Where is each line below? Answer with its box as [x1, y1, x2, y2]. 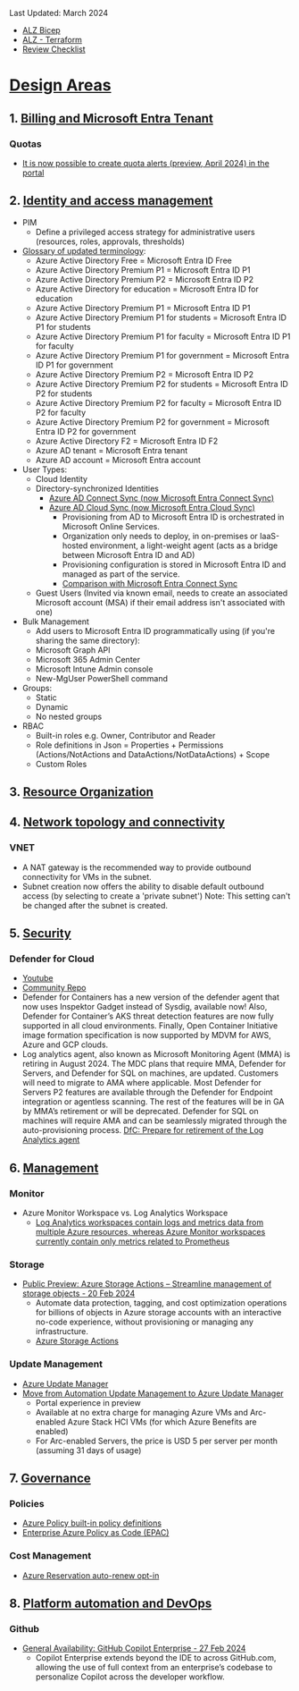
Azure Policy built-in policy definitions [21, 1518, 162, 1528]
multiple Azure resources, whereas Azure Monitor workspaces [35, 1227, 266, 1238]
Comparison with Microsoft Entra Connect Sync [62, 578, 238, 588]
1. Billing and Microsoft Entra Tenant [9, 111, 214, 126]
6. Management [9, 1160, 99, 1175]
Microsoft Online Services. [62, 520, 161, 531]
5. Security [9, 926, 71, 942]
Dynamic [35, 701, 69, 712]
